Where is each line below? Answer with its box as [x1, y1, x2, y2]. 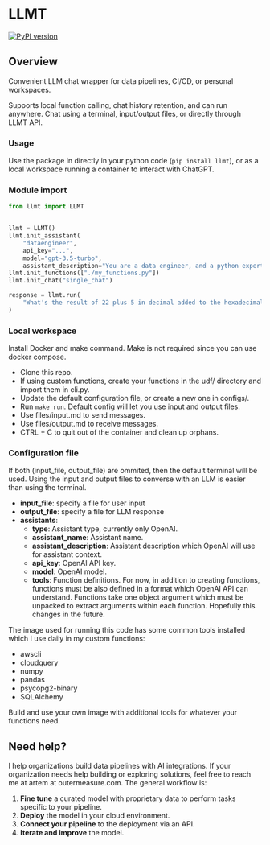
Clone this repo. [19, 368, 73, 377]
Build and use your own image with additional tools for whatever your [8, 707, 238, 717]
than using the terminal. [8, 483, 87, 493]
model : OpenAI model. [31, 567, 107, 576]
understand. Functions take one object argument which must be [31, 592, 244, 602]
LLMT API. [8, 117, 43, 127]
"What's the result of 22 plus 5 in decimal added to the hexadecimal [22, 299, 264, 307]
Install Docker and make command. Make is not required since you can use [8, 344, 257, 353]
